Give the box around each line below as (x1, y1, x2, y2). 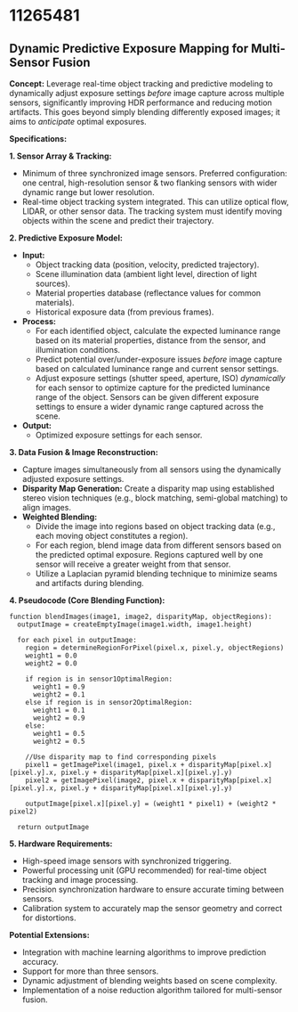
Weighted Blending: (21, 511, 98, 522)
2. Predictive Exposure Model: (9, 233, 123, 243)
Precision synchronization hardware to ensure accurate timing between (21, 884, 285, 894)
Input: (21, 250, 45, 260)
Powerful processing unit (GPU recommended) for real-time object (21, 865, 267, 876)
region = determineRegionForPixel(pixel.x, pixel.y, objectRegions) (25, 643, 285, 652)
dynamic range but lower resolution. (21, 187, 155, 197)
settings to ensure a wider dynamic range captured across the (35, 402, 264, 412)
